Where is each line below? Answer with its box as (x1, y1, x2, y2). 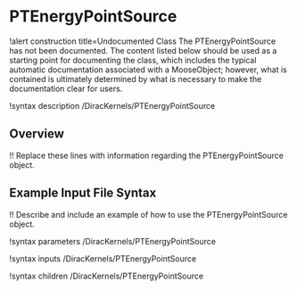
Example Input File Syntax (9, 186, 157, 201)
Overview (9, 127, 65, 142)
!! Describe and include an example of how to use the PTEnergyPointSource (9, 209, 288, 220)
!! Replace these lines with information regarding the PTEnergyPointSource (9, 150, 284, 161)
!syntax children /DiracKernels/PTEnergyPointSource (9, 270, 203, 281)
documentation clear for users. (9, 83, 123, 94)
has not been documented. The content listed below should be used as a (9, 45, 277, 55)
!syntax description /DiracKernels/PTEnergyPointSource (9, 100, 216, 111)
